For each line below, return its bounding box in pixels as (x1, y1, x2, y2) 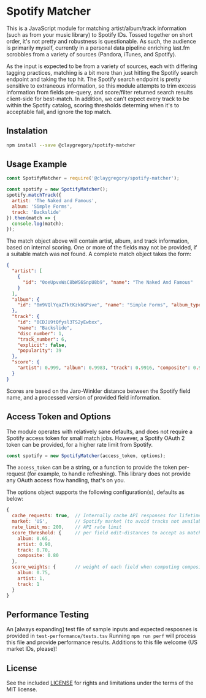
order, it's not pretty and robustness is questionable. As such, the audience (6, 37, 196, 45)
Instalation (6, 126, 48, 136)
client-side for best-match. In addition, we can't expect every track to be (6, 95, 190, 102)
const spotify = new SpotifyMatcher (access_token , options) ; (6, 452, 166, 459)
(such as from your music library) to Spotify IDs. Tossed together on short (6, 31, 193, 38)
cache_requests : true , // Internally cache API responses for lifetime (12, 513, 202, 519)
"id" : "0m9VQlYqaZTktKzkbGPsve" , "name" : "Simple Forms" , (17, 302, 169, 308)
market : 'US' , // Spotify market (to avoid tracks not (12, 518, 180, 525)
